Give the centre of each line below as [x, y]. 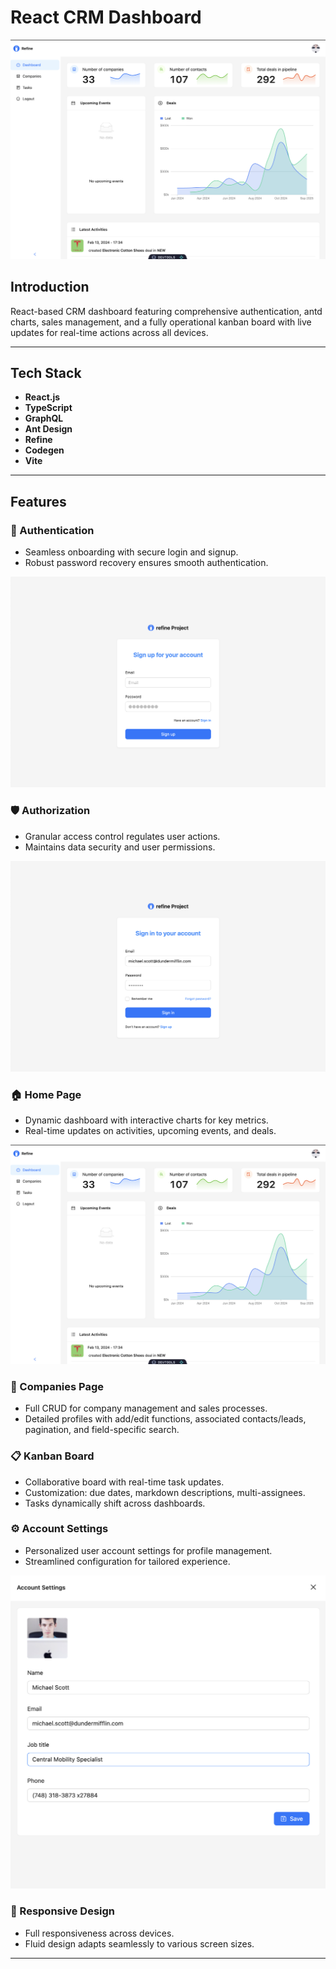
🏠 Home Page [46, 1094]
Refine [38, 440]
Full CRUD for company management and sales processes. [146, 1408]
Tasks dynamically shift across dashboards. [115, 1503]
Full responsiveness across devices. [99, 1933]
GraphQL [44, 418]
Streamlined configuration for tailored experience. [127, 1561]
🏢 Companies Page [57, 1386]
